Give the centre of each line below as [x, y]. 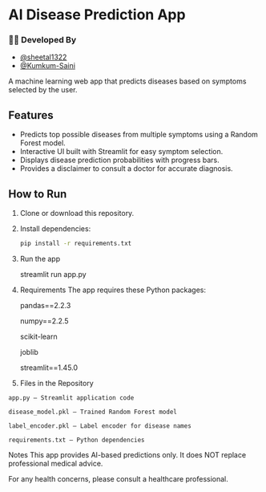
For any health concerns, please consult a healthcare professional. [118, 478]
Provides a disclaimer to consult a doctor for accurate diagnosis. [127, 169]
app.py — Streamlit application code [71, 398]
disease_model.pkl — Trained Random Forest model [93, 412]
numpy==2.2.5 [44, 321]
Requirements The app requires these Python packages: [113, 290]
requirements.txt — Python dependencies [77, 440]
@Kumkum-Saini [48, 66]
